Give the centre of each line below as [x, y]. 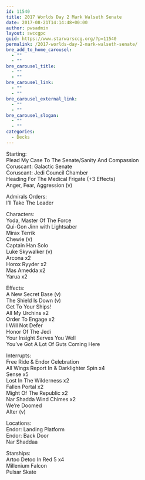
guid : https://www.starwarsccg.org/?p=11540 [61, 39]
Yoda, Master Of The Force [39, 220]
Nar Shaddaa [22, 442]
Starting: [16, 154]
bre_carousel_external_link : [42, 99]
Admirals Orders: [26, 196]
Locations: [19, 423]
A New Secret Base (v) [33, 294]
